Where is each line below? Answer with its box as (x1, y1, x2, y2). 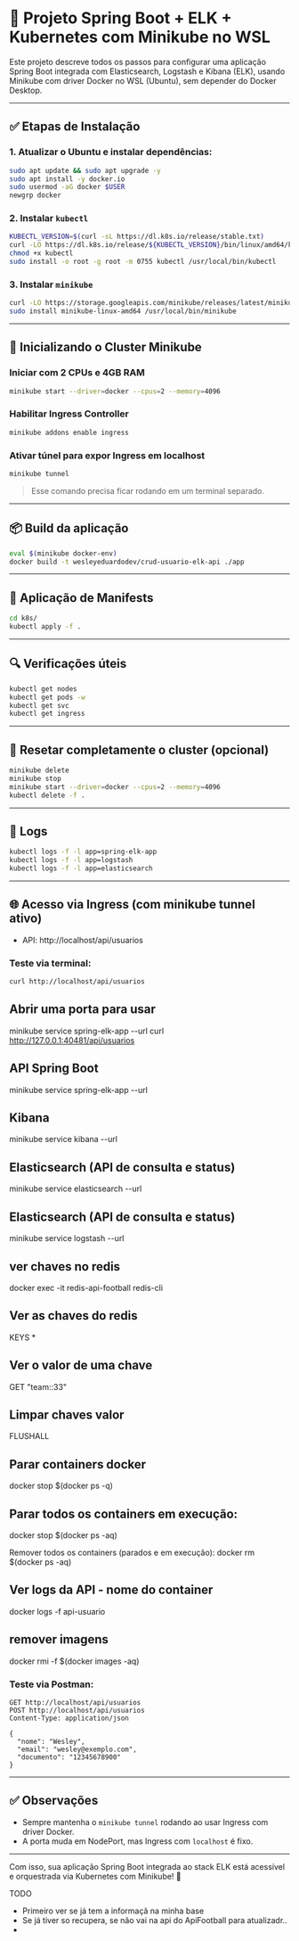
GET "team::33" (9, 1381, 68, 1392)
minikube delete (9, 766, 69, 775)
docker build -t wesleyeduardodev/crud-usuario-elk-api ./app (9, 557, 245, 566)
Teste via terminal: (9, 957, 92, 969)
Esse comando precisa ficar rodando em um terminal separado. (30, 485, 265, 496)
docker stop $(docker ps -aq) (9, 1529, 117, 1541)
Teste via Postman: (9, 1678, 94, 1690)
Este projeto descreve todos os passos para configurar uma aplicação (9, 56, 267, 67)
